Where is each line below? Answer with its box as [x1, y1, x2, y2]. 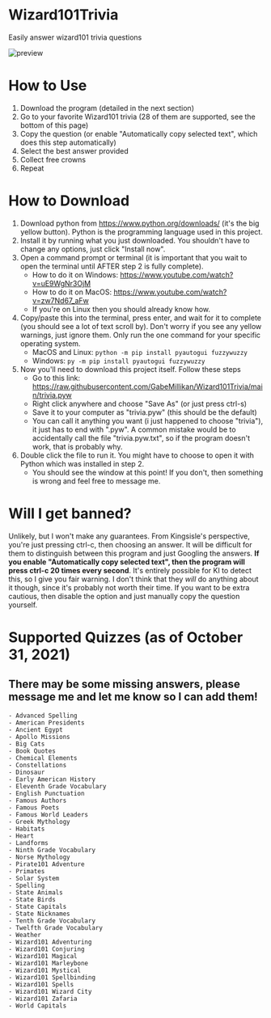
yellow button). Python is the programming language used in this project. [19, 226, 263, 236]
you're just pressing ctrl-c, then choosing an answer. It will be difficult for [8, 539, 252, 549]
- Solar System [8, 874, 60, 882]
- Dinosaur [8, 768, 45, 776]
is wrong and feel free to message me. [32, 475, 161, 486]
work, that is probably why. [32, 441, 123, 451]
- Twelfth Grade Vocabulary [8, 923, 104, 931]
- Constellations [8, 761, 67, 769]
